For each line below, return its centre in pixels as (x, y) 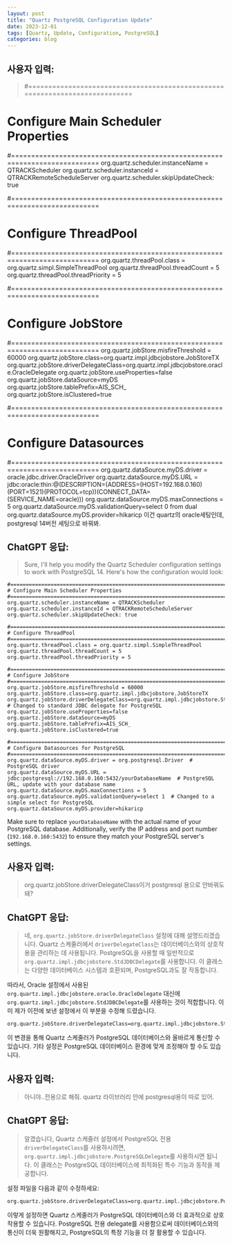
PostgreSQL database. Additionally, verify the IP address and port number (112, 829)
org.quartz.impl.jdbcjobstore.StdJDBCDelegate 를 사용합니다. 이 (114, 962)
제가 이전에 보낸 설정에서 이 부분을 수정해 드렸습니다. (85, 1011)
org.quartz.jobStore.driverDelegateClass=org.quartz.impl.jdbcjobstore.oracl (115, 365)
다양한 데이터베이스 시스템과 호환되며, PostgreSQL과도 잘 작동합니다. (125, 970)
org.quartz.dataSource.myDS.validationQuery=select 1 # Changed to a (111, 796)
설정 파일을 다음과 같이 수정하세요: (53, 1188)
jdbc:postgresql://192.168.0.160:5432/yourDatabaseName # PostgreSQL (111, 778)
